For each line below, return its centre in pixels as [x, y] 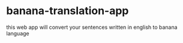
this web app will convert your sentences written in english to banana [92, 27]
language [18, 33]
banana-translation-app [67, 11]
